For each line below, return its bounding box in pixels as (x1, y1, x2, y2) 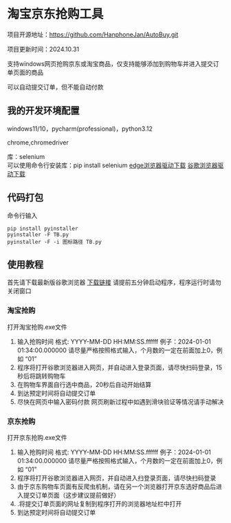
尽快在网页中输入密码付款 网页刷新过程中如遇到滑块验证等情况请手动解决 (16, 397, 224, 406)
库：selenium (7, 152, 45, 160)
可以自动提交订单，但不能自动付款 (7, 83, 104, 91)
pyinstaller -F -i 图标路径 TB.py (7, 238, 102, 245)
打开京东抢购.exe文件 (7, 433, 67, 441)
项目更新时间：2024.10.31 (7, 45, 80, 53)
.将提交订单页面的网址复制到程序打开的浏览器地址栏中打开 (16, 500, 182, 508)
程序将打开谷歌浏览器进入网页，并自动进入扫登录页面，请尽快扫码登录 (16, 473, 217, 482)
